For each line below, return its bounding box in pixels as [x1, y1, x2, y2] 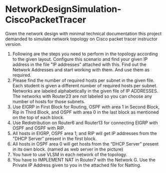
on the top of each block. [12, 114, 64, 120]
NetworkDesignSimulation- [5, 3, 121, 15]
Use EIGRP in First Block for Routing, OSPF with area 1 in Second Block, [12, 104, 160, 110]
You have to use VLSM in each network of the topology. [12, 151, 127, 158]
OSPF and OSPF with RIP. [12, 125, 65, 131]
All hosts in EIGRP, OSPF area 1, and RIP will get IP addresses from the [12, 130, 157, 136]
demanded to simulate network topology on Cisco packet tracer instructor [5, 36, 158, 42]
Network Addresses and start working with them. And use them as [12, 66, 150, 73]
